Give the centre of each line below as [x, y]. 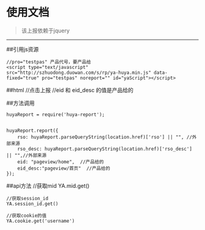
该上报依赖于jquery [45, 31]
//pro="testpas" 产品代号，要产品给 [49, 62]
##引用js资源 [23, 49]
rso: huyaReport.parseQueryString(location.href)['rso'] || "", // [105, 137]
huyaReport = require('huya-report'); [56, 114]
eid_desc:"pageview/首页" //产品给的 [64, 168]
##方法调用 [20, 103]
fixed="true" [23, 78]
